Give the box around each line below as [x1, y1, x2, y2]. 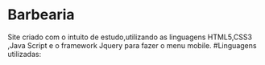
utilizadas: [7, 49, 42, 59]
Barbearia [7, 6, 75, 24]
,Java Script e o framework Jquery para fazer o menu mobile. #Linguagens [7, 40, 257, 50]
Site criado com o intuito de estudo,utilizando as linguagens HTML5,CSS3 [7, 32, 253, 42]
